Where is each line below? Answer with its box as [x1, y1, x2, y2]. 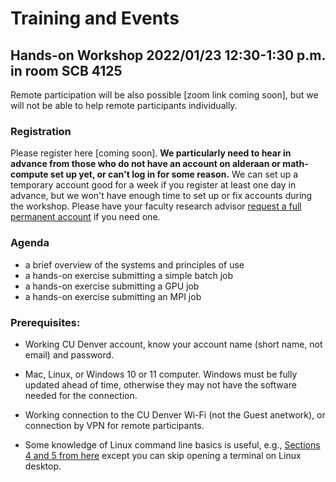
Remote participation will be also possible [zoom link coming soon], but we [10, 89, 319, 101]
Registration [10, 124, 72, 138]
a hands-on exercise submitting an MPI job [24, 290, 202, 302]
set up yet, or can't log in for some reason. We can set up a [49, 168, 299, 181]
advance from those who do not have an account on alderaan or [10, 158, 282, 170]
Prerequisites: [10, 315, 81, 329]
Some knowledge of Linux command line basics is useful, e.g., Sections [24, 438, 321, 451]
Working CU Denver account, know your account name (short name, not [24, 338, 323, 350]
